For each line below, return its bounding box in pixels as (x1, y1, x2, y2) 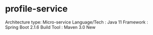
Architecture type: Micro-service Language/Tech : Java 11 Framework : (5, 19, 149, 25)
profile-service (5, 3, 68, 14)
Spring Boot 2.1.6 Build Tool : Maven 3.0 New (5, 24, 96, 30)
